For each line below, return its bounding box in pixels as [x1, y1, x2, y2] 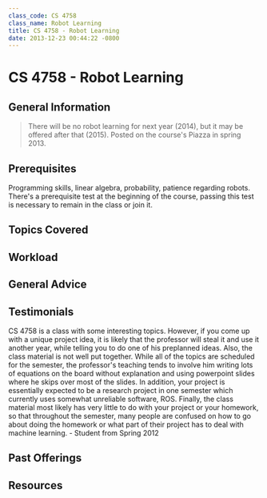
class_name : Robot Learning [8, 19, 102, 27]
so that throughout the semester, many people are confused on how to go [8, 412, 252, 421]
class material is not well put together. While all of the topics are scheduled [8, 351, 255, 361]
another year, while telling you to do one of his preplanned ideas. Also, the [8, 343, 253, 353]
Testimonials [8, 305, 74, 319]
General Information [8, 100, 111, 114]
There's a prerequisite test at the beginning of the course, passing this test [8, 191, 254, 201]
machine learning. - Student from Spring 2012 [8, 428, 159, 438]
